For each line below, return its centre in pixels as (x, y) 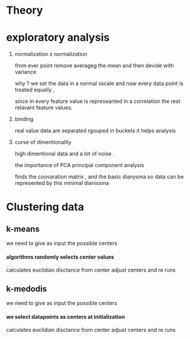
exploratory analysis (58, 38)
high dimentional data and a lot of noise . (64, 154)
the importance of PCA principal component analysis (79, 165)
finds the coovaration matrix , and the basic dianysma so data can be (99, 177)
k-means (23, 229)
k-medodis (27, 289)
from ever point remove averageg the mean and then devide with (94, 65)
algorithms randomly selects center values (60, 257)
